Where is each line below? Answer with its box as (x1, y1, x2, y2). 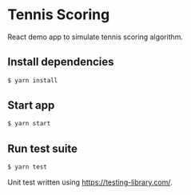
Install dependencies (7, 55, 114, 69)
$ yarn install (7, 76, 58, 85)
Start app (7, 98, 55, 113)
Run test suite (7, 141, 78, 155)
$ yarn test (7, 163, 47, 171)
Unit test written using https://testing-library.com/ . (7, 177, 173, 187)
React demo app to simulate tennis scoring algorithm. (7, 32, 184, 42)
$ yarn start (7, 120, 51, 128)
